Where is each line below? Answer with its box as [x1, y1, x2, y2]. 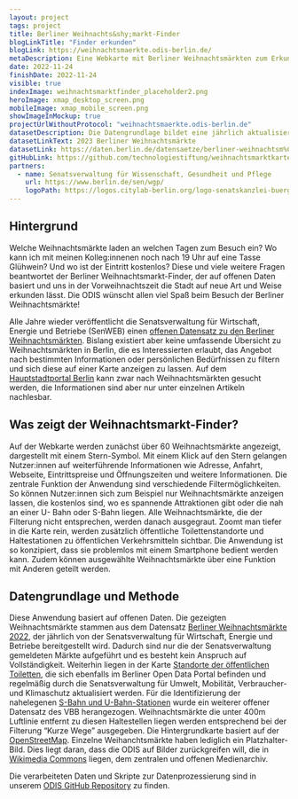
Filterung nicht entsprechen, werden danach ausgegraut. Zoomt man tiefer [9, 516, 282, 527]
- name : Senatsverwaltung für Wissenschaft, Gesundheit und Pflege [17, 169, 272, 178]
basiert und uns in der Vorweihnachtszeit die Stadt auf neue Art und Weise [9, 280, 282, 291]
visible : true [9, 79, 62, 88]
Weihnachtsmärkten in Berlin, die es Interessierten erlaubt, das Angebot [9, 344, 272, 355]
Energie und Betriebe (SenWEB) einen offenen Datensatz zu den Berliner [9, 325, 275, 336]
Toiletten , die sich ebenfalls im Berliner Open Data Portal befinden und [9, 669, 266, 679]
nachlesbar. [9, 391, 52, 402]
